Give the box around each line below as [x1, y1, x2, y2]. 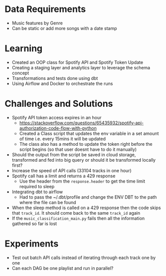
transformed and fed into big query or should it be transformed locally [11, 157, 156, 163]
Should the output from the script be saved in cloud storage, [11, 151, 136, 158]
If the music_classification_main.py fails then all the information [11, 215, 145, 221]
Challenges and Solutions [4, 98, 113, 109]
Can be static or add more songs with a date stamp [11, 25, 118, 31]
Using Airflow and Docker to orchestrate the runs [11, 80, 113, 86]
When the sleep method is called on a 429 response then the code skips [11, 205, 161, 211]
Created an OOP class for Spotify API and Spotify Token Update [11, 59, 143, 65]
